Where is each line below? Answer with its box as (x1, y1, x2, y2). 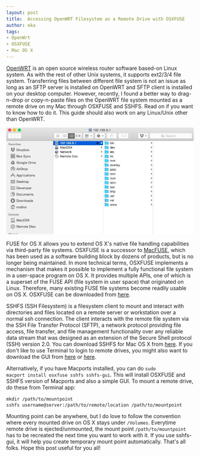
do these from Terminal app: (6, 384, 76, 391)
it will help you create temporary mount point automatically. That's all (17, 438, 186, 445)
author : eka (6, 22, 36, 28)
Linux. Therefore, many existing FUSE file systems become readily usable (6, 284, 187, 292)
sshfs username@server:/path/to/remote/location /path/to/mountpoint (6, 402, 183, 408)
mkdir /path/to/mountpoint (6, 396, 73, 402)
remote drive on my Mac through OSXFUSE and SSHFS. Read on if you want (6, 102, 193, 110)
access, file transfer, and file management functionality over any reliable (6, 327, 183, 335)
